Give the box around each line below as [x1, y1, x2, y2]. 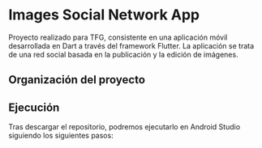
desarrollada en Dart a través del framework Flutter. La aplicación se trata [8, 40, 255, 50]
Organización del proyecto [8, 73, 146, 87]
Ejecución [8, 100, 60, 114]
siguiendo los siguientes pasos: [8, 131, 114, 141]
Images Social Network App [8, 6, 200, 24]
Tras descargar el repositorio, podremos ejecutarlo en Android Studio [8, 122, 241, 132]
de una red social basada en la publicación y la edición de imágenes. [8, 49, 238, 59]
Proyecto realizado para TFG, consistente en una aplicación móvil [8, 32, 228, 42]
